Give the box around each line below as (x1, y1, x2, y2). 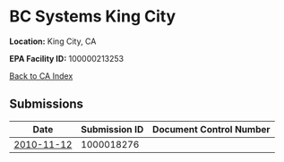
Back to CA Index (9, 70, 73, 81)
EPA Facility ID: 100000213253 (9, 53, 124, 64)
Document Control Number (151, 123, 271, 135)
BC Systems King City (9, 6, 176, 27)
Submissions (9, 97, 83, 112)
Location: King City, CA (9, 36, 97, 47)
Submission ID (80, 123, 144, 135)
